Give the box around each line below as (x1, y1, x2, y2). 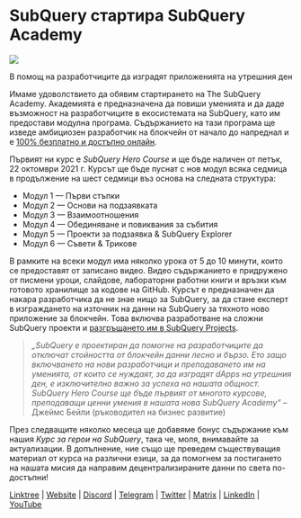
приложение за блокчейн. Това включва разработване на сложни (9, 312, 263, 324)
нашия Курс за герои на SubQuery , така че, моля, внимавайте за (9, 433, 259, 444)
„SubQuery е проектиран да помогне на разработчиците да (31, 339, 263, 351)
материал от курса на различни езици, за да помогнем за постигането (9, 452, 282, 463)
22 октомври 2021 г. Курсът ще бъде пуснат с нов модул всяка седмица (9, 163, 288, 174)
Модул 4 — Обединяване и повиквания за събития (22, 219, 218, 229)
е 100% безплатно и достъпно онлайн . (9, 136, 157, 147)
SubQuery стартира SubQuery (9, 5, 245, 26)
